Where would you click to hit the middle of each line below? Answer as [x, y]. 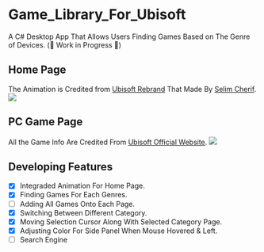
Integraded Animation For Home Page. [82, 186]
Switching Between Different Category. [83, 212]
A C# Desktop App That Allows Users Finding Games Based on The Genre [129, 36]
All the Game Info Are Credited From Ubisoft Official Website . [108, 142]
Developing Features [61, 167]
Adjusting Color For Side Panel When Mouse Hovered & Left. [119, 231]
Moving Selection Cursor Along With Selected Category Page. [121, 221]
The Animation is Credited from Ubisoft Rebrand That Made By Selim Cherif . [132, 89]
